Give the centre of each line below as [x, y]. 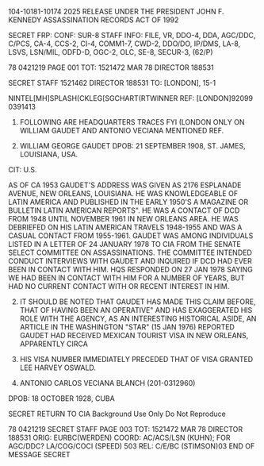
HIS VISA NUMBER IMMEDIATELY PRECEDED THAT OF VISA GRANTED [136, 359]
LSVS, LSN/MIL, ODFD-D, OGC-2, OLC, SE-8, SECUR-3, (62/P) [111, 52]
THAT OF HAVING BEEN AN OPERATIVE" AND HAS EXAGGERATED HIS [136, 310]
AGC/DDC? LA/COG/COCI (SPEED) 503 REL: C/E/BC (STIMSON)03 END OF [132, 446]
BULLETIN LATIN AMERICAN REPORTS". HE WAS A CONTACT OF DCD [124, 210]
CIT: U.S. [23, 169]
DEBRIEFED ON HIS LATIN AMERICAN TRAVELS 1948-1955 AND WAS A [125, 227]
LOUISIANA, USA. [48, 154]
